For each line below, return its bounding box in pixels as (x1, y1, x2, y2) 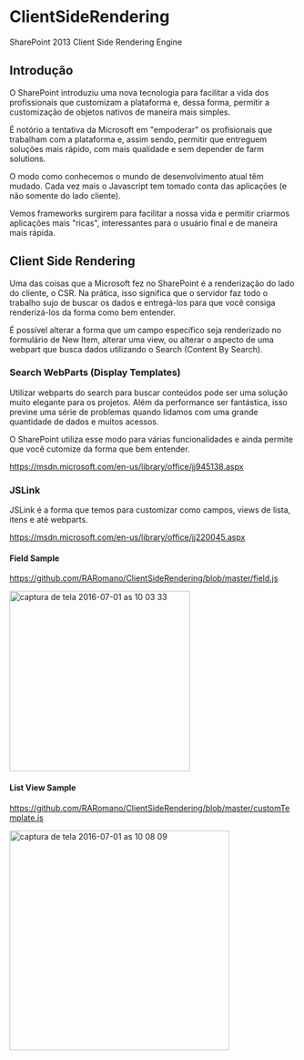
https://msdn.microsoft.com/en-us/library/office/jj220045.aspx (9, 532, 246, 543)
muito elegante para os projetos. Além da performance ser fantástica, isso (9, 396, 289, 407)
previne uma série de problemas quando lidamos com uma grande (9, 406, 258, 417)
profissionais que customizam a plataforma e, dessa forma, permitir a (9, 97, 270, 107)
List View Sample (9, 781, 76, 793)
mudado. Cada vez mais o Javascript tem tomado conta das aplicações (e (9, 180, 288, 191)
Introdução (9, 63, 74, 78)
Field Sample (9, 553, 60, 564)
